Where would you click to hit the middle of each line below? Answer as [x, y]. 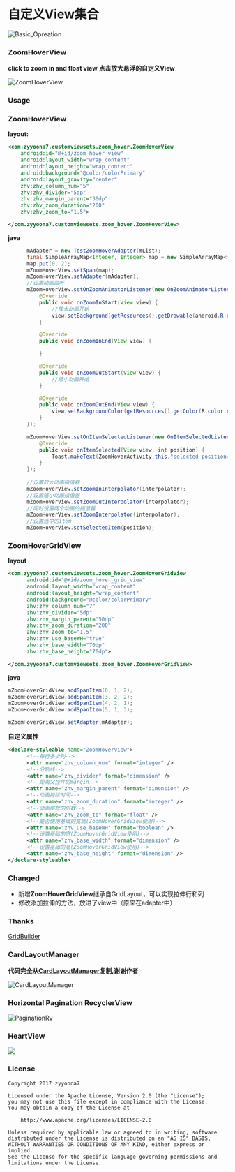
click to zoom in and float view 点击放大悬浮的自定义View [91, 68]
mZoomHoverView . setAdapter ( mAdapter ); [83, 276]
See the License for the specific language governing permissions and [113, 1157]
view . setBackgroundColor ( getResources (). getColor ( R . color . [139, 411]
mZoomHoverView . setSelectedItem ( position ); [91, 528]
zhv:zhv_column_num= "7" [61, 606]
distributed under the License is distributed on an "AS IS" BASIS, [109, 1138]
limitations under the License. [55, 1163]
